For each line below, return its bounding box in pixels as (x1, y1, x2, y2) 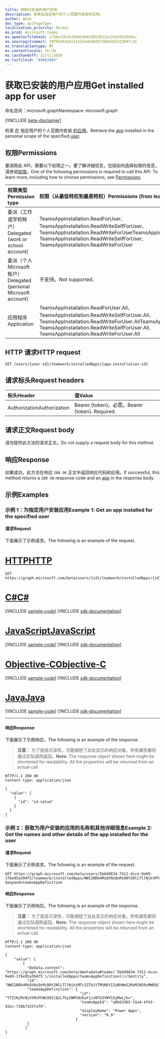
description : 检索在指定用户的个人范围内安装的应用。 (5, 12, 104, 17)
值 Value (74, 392, 93, 399)
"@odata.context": (27, 965, 65, 970)
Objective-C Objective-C (5, 658, 107, 670)
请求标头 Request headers (5, 376, 84, 384)
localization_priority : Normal (5, 26, 69, 30)
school (7, 242, 24, 248)
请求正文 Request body (5, 426, 75, 435)
